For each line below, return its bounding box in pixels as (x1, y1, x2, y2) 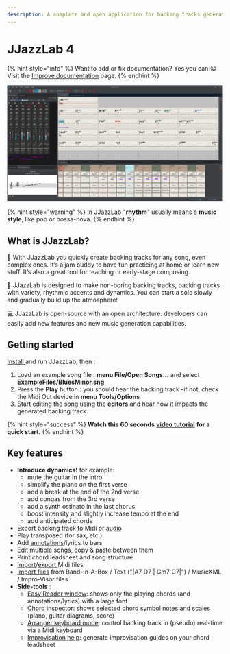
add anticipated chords (27, 516, 93, 524)
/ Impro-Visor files (16, 574, 68, 583)
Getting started (7, 339, 74, 351)
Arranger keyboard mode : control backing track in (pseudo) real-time (27, 618, 223, 627)
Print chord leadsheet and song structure (16, 553, 133, 561)
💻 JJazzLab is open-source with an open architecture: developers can (7, 309, 207, 318)
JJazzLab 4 (7, 41, 75, 57)
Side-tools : (16, 582, 51, 590)
